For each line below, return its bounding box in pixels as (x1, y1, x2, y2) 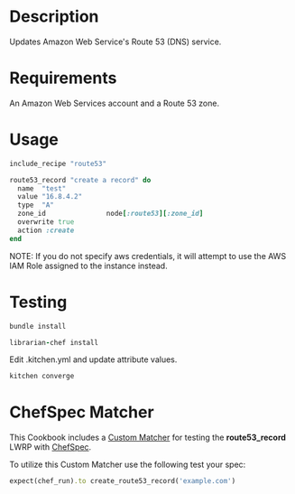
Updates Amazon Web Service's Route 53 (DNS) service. (9, 36, 222, 47)
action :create (17, 226, 75, 235)
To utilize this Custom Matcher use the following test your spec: (9, 459, 246, 471)
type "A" (17, 200, 54, 210)
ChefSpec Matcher (9, 402, 155, 423)
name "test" (17, 183, 67, 193)
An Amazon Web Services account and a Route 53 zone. (9, 98, 219, 108)
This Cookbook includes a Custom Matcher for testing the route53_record (9, 432, 287, 443)
